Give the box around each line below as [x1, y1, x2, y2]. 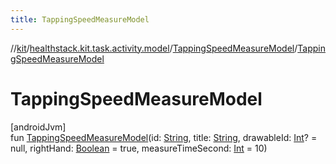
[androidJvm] [10, 121, 67, 133]
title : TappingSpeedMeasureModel [10, 14, 150, 25]
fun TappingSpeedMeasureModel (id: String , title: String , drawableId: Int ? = [10, 131, 318, 143]
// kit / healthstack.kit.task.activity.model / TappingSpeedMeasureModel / [10, 42, 298, 54]
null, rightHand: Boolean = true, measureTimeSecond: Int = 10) [10, 142, 268, 154]
